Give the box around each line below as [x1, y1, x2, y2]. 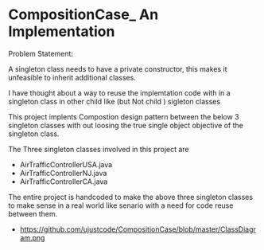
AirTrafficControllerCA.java [19, 177, 108, 186]
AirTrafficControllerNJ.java [19, 168, 107, 178]
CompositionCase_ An [8, 6, 159, 24]
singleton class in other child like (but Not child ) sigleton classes [8, 96, 221, 106]
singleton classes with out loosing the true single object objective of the [8, 120, 244, 130]
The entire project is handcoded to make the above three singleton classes [8, 192, 253, 201]
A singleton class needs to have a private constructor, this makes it [8, 64, 227, 73]
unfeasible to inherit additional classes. [8, 72, 137, 82]
